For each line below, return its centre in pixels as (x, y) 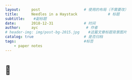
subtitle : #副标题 (26, 19)
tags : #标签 (49, 41)
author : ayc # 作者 (51, 28)
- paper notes (28, 46)
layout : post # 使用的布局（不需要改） (67, 10)
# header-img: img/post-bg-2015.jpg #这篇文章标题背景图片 (66, 32)
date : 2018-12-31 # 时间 (50, 23)
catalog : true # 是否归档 (54, 37)
